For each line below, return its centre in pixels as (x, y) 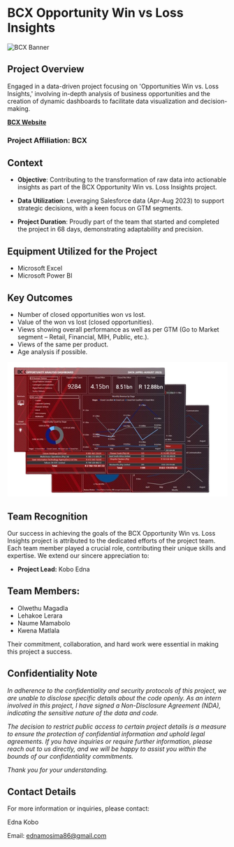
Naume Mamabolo (44, 623)
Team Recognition (48, 516)
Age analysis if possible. (52, 352)
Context (25, 163)
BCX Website (27, 122)
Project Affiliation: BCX (47, 140)
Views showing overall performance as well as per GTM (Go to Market (118, 330)
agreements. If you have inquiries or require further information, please (110, 741)
